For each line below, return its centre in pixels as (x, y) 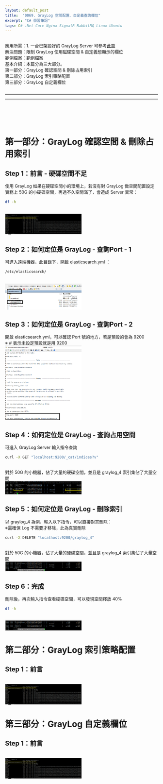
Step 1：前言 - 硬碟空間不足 (46, 173)
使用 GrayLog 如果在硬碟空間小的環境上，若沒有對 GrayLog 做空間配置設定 (80, 186)
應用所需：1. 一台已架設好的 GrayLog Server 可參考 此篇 (60, 46)
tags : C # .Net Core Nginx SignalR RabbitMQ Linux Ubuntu (64, 26)
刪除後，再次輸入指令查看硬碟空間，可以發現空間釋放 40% (64, 599)
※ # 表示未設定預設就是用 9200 (36, 343)
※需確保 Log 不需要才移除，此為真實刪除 (45, 528)
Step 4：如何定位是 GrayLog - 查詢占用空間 (70, 435)
